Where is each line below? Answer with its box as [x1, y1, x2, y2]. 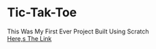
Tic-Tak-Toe [7, 5, 77, 20]
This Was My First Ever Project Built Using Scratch [7, 27, 149, 35]
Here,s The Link [7, 34, 52, 42]
